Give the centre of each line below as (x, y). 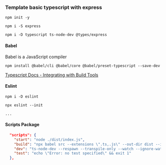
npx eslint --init (24, 105)
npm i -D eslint (22, 97)
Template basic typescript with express (54, 7)
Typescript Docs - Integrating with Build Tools (52, 75)
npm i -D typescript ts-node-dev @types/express (56, 35)
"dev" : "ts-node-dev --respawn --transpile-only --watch (74, 149)
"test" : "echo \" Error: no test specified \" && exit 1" (73, 153)
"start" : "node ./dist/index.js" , (49, 139)
